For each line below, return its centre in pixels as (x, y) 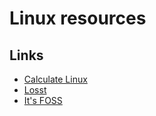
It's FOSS (43, 100)
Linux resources (78, 18)
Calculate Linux (55, 79)
